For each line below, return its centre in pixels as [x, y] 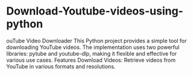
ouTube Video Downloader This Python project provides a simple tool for [96, 41]
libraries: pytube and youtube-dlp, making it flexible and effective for [92, 53]
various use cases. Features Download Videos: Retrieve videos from [91, 60]
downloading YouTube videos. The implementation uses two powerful [93, 47]
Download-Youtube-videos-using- [95, 11]
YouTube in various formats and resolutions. [61, 66]
